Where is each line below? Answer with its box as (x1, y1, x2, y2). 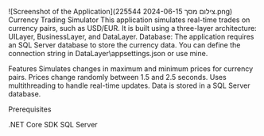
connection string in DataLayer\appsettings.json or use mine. (8, 49, 208, 58)
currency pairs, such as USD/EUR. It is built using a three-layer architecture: (8, 24, 257, 32)
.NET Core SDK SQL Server (8, 120, 98, 129)
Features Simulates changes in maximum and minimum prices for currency (8, 64, 254, 74)
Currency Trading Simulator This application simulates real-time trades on (8, 15, 250, 25)
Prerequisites (8, 104, 52, 114)
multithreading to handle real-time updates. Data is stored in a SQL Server (8, 81, 250, 90)
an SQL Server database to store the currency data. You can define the (8, 40, 241, 50)
